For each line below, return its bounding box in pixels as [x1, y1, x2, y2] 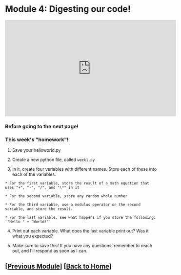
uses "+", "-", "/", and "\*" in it [5, 185, 80, 190]
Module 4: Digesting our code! [5, 3, 131, 15]
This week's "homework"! [5, 136, 69, 143]
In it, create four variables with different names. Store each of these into [12, 166, 157, 172]
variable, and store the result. [5, 206, 73, 211]
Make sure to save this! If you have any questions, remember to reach [12, 243, 153, 249]
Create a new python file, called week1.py [12, 157, 95, 162]
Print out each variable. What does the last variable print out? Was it [12, 228, 149, 234]
